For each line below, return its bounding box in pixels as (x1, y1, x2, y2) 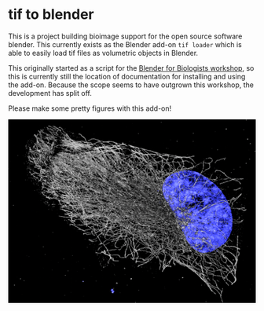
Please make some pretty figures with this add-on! (8, 104, 172, 113)
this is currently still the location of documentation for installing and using (8, 71, 246, 81)
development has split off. (8, 88, 92, 97)
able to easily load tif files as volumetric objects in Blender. (8, 48, 199, 57)
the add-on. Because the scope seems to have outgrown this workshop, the (8, 80, 254, 90)
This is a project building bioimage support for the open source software (8, 31, 243, 41)
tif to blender (8, 5, 94, 24)
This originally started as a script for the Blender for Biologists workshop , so (8, 63, 255, 72)
